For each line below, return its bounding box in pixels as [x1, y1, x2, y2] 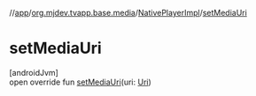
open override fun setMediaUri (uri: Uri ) [9, 77, 152, 87]
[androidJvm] [9, 67, 59, 78]
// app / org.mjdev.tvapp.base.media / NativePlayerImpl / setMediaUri [9, 8, 248, 18]
